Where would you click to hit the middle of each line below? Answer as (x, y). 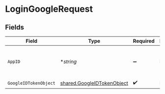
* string (69, 62)
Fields (15, 27)
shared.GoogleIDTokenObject (94, 83)
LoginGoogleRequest (49, 9)
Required (144, 41)
